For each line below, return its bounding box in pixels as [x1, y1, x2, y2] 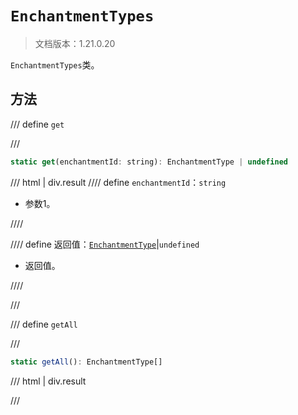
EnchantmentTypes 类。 [10, 58, 100, 71]
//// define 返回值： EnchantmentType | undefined [10, 238, 200, 250]
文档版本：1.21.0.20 [34, 37, 116, 49]
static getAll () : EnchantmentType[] [10, 357, 163, 367]
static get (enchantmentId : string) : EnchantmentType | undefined [10, 157, 288, 167]
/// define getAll [10, 318, 78, 330]
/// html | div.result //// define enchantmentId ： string [10, 176, 227, 188]
